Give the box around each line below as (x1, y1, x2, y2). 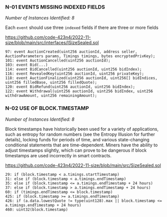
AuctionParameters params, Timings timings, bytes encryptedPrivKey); (5, 54, 155, 59)
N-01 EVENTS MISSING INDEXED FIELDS (5, 4, 105, 11)
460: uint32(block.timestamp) (5, 207, 68, 212)
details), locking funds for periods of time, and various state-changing (5, 136, 150, 142)
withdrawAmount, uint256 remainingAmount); (5, 93, 97, 98)
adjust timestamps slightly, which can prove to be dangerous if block (5, 147, 147, 153)
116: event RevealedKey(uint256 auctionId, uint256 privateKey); (5, 71, 144, 76)
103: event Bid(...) (5, 63, 48, 68)
